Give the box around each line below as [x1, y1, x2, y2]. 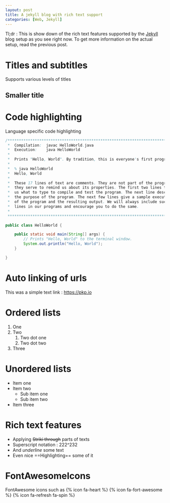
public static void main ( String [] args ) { [14, 232, 105, 237]
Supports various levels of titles [5, 76, 71, 82]
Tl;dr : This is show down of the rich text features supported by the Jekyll [5, 31, 158, 37]
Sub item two [20, 396, 48, 402]
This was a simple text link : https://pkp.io [5, 289, 92, 295]
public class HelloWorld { [5, 223, 62, 228]
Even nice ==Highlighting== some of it [12, 452, 94, 458]
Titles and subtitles [5, 59, 88, 71]
